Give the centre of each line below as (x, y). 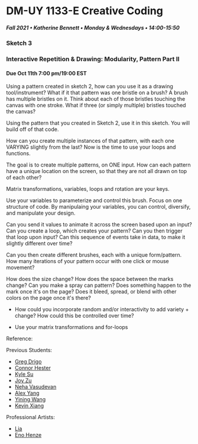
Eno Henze (28, 435)
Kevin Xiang (29, 406)
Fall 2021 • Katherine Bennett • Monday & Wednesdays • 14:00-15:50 (93, 27)
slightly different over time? (39, 244)
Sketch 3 (19, 43)
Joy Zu (23, 381)
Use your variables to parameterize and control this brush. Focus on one (94, 200)
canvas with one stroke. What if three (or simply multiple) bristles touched (96, 106)
